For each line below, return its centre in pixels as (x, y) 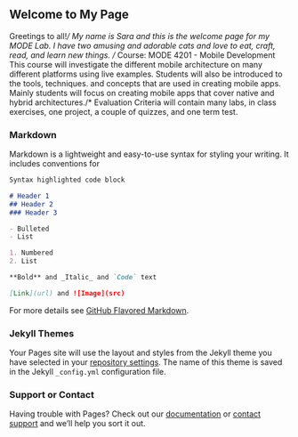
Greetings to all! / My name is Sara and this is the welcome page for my (139, 36)
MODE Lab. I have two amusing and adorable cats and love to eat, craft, (142, 45)
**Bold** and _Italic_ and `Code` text (83, 278)
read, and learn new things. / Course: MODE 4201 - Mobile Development (142, 55)
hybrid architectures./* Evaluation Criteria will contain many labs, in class (143, 102)
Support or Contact (52, 395)
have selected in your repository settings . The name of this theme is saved (146, 362)
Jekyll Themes (42, 333)
